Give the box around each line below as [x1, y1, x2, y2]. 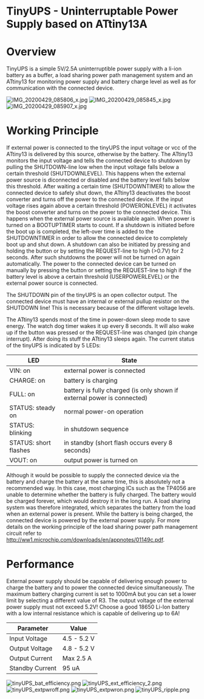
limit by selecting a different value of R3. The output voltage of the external [6, 597, 194, 604]
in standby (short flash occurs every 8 [63, 438, 173, 447]
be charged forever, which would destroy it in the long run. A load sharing [6, 497, 191, 505]
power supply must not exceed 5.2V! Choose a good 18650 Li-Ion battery [6, 603, 190, 610]
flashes [9, 446, 30, 455]
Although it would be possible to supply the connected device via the [6, 472, 180, 479]
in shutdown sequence [63, 425, 129, 434]
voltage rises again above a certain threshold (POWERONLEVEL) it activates [6, 202, 197, 210]
